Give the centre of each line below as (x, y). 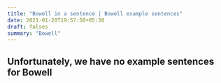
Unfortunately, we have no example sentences (111, 61)
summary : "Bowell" (34, 33)
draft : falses (28, 27)
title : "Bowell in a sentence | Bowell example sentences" (95, 14)
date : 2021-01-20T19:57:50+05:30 (56, 20)
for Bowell (30, 72)
